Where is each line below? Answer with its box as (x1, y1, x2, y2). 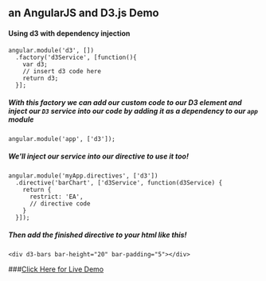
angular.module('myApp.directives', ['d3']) (8, 171, 158, 180)
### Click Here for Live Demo (8, 264, 104, 274)
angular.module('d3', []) (8, 46, 94, 54)
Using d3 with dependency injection (8, 28, 131, 38)
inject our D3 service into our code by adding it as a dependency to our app (8, 107, 259, 116)
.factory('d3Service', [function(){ (15, 53, 137, 61)
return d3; (22, 74, 59, 82)
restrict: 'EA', (29, 193, 84, 201)
